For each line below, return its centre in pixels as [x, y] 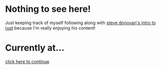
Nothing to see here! [48, 9]
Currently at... [35, 48]
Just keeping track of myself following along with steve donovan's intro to [80, 23]
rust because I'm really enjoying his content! [50, 28]
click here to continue [27, 61]
